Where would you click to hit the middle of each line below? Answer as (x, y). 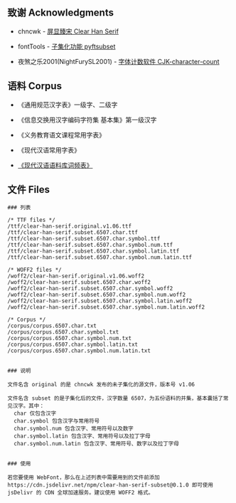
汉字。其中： (28, 406)
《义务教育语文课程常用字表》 (61, 134)
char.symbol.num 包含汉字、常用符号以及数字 (74, 429)
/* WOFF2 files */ (34, 270)
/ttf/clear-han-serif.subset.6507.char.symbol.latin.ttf (93, 251)
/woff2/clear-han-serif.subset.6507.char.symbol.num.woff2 (97, 295)
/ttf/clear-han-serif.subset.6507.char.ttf (73, 233)
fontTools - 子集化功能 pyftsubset (66, 46)
